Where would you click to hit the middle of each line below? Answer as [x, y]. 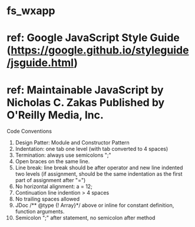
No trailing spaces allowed [47, 199]
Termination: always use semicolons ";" [63, 155]
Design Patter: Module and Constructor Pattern [72, 143]
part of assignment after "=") [50, 180]
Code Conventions [29, 131]
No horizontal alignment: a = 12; [54, 186]
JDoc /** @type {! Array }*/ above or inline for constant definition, [95, 205]
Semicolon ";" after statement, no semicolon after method [85, 218]
